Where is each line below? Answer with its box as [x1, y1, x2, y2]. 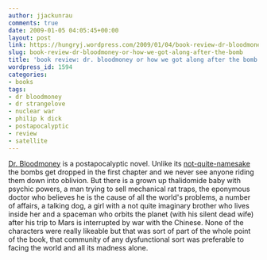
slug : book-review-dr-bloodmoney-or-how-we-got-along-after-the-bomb [8, 48, 244, 56]
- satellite [8, 136, 48, 145]
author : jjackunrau [8, 11, 73, 20]
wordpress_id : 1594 [8, 63, 73, 71]
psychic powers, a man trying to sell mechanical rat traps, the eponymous [8, 184, 250, 193]
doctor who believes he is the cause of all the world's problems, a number [8, 192, 251, 202]
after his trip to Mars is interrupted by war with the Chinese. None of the [8, 217, 244, 227]
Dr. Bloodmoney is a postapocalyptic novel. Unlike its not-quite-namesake [8, 159, 250, 168]
